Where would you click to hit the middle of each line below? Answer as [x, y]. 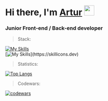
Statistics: [28, 64]
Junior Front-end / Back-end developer [54, 28]
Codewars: [29, 84]
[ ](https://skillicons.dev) [42, 54]
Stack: [24, 39]
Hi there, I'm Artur [44, 12]
